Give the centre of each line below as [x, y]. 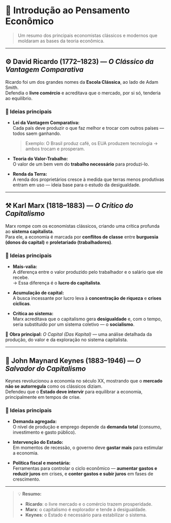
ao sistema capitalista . [30, 231]
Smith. [12, 87]
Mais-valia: [25, 267]
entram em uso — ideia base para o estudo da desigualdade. [77, 185]
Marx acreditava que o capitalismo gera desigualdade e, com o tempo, [87, 319]
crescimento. [26, 479]
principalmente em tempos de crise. [43, 397]
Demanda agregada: [35, 421]
